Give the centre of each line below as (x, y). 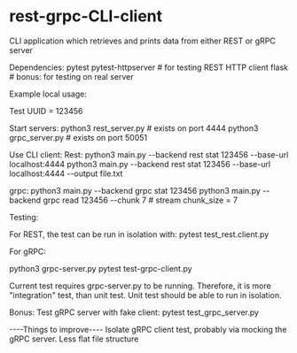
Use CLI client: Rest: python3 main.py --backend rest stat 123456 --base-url (149, 154)
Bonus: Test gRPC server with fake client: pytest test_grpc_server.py (134, 312)
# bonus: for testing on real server (72, 76)
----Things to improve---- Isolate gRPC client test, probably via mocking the (148, 329)
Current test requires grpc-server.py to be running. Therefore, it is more (141, 286)
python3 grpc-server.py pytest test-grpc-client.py (101, 268)
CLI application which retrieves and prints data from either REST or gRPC (143, 41)
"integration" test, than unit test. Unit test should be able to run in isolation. (145, 295)
